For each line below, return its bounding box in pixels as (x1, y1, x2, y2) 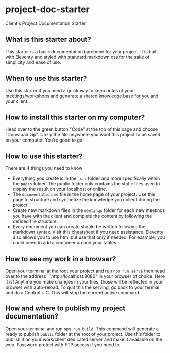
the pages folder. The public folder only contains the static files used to (12, 181, 160, 187)
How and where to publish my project (5, 304, 126, 313)
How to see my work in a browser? (5, 255, 116, 263)
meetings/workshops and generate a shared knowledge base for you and (5, 93, 159, 99)
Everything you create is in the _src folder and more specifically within (12, 175, 160, 181)
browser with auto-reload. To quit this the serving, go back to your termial (5, 284, 160, 290)
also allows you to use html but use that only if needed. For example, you (12, 234, 165, 240)
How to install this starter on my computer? (5, 113, 145, 121)
